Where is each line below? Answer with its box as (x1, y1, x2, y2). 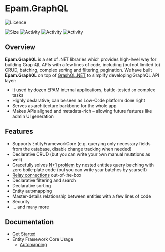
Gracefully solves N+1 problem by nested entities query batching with (12, 162, 154, 168)
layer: (5, 77, 17, 83)
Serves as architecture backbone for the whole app (12, 102, 117, 109)
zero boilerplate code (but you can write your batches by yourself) (12, 167, 147, 173)
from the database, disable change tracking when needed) (12, 146, 132, 152)
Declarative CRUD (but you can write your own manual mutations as (12, 151, 150, 157)
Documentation (5, 218, 54, 226)
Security (12, 198, 30, 204)
